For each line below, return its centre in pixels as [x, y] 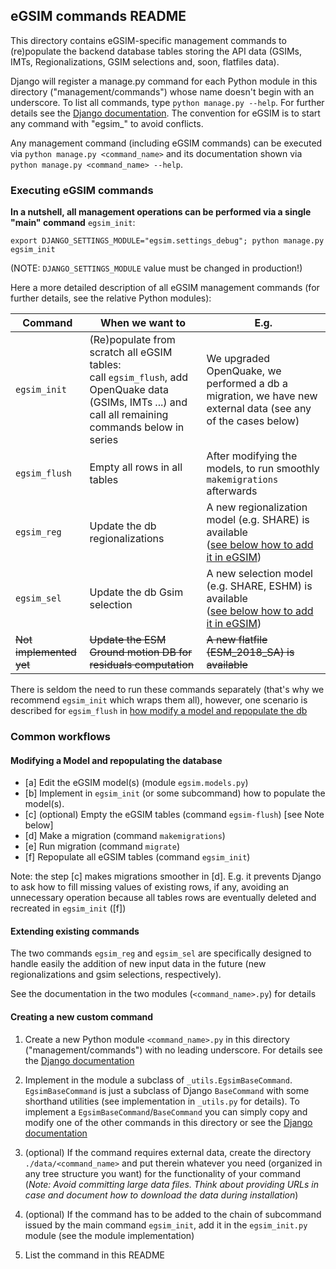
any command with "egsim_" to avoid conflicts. [107, 123]
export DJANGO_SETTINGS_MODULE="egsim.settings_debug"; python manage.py [167, 241]
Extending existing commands [75, 931]
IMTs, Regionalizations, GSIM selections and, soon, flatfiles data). [145, 61]
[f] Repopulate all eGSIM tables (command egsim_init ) [137, 857]
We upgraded [238, 359]
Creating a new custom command [82, 1017]
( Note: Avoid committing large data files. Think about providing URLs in [172, 1184]
